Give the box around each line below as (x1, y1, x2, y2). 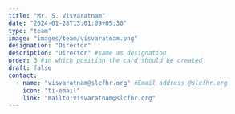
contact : (8, 71, 38, 79)
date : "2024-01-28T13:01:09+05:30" (8, 19, 128, 27)
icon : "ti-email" (22, 86, 81, 95)
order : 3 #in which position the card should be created (8, 57, 203, 65)
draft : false (8, 64, 52, 72)
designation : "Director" (8, 42, 91, 50)
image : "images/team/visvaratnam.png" (8, 34, 138, 43)
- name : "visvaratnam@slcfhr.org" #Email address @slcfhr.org (15, 79, 228, 87)
